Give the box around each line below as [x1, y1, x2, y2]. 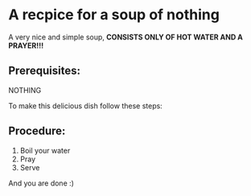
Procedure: [8, 125, 66, 138]
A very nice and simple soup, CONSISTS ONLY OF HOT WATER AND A [8, 32, 244, 42]
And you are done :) [8, 178, 75, 188]
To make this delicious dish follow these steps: [8, 100, 163, 110]
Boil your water [19, 145, 71, 155]
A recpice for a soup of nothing [8, 6, 220, 24]
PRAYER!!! [8, 40, 44, 50]
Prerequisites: [8, 64, 80, 78]
